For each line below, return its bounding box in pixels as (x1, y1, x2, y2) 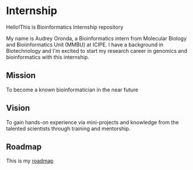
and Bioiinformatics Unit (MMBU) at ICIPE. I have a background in (6, 41, 164, 48)
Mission (6, 70, 36, 80)
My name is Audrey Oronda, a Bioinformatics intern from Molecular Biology (6, 35, 187, 42)
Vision (6, 103, 30, 113)
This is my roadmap (6, 157, 54, 165)
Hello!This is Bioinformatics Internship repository (6, 23, 124, 30)
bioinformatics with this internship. (6, 53, 89, 60)
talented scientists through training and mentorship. (6, 125, 130, 132)
